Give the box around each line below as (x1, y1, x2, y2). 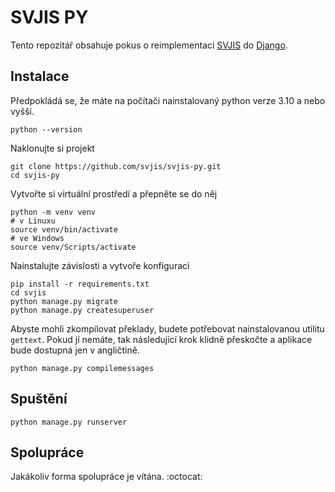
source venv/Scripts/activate (10, 242, 137, 252)
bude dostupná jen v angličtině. (10, 344, 140, 356)
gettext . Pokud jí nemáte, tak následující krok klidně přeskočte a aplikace (10, 333, 313, 345)
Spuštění (10, 391, 68, 408)
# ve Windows (10, 233, 65, 243)
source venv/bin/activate (10, 224, 118, 235)
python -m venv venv (10, 207, 97, 217)
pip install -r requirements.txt (10, 279, 150, 289)
